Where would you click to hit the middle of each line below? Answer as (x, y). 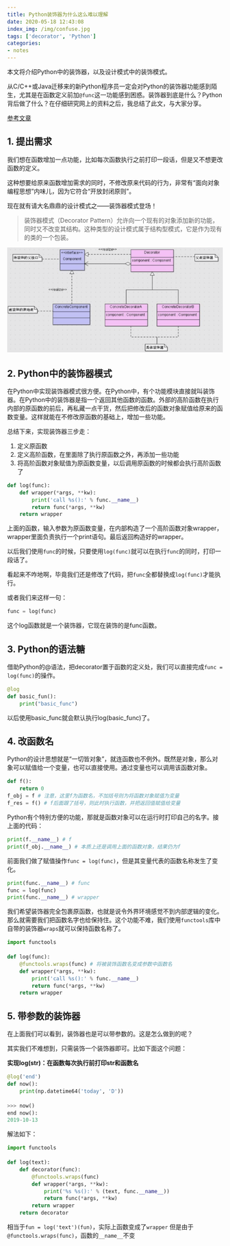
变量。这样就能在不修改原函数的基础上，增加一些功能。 (91, 416)
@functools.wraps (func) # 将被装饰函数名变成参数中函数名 (96, 964)
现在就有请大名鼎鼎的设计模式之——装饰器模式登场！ (82, 205)
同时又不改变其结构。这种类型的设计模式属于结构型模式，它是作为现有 (123, 229)
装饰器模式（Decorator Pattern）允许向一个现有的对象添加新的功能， (121, 220)
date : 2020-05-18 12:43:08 (46, 22)
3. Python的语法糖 (46, 649)
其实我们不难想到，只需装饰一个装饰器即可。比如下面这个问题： (97, 1049)
